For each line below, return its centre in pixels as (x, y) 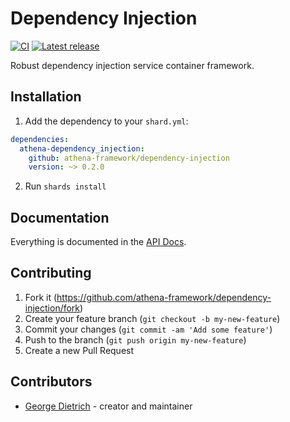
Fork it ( (41, 297)
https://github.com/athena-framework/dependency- (164, 297)
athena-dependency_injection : (82, 148)
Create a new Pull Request (79, 350)
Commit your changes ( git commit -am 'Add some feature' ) (148, 329)
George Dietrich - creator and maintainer (108, 406)
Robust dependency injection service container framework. (132, 65)
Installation (46, 97)
